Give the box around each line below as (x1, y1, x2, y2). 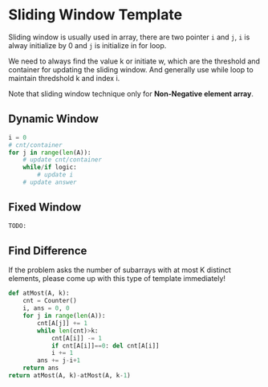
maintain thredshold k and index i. (8, 73, 120, 83)
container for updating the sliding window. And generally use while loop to (8, 64, 254, 74)
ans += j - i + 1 (37, 356, 81, 365)
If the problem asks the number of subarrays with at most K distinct (8, 265, 231, 275)
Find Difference (8, 243, 87, 258)
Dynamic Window (8, 112, 99, 126)
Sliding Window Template (8, 6, 183, 24)
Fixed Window (8, 201, 82, 214)
